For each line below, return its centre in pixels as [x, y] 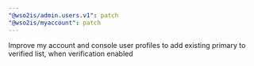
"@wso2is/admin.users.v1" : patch [63, 15]
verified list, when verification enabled [71, 53]
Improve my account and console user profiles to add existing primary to [127, 45]
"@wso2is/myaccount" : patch [55, 23]
